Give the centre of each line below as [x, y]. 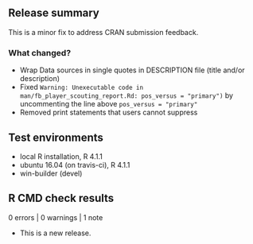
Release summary [54, 13]
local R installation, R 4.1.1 [61, 156]
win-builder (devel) [51, 173]
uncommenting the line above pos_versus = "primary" [109, 104]
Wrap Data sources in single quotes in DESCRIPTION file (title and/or [132, 70]
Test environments [56, 137]
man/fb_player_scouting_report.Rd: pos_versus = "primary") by [126, 95]
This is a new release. [55, 233]
